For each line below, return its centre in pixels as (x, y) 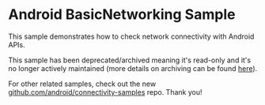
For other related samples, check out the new (82, 84)
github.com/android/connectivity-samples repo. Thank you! (105, 92)
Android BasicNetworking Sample (122, 15)
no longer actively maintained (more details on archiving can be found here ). (133, 68)
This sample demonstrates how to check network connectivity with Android (131, 36)
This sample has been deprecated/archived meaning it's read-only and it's (130, 60)
